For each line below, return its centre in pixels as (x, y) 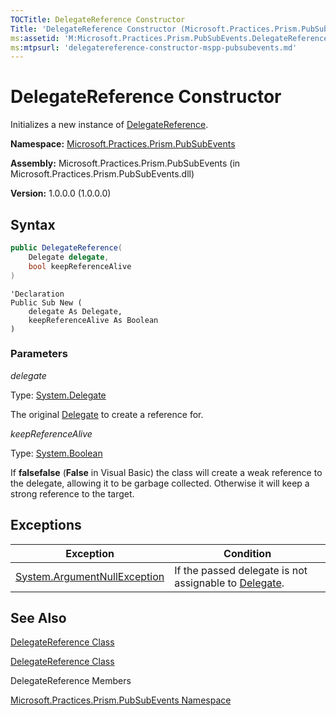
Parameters (39, 354)
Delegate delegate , (69, 257)
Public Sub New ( (46, 302)
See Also (38, 618)
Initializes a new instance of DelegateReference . (109, 125)
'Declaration (37, 294)
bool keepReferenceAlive (80, 266)
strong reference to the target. (72, 493)
